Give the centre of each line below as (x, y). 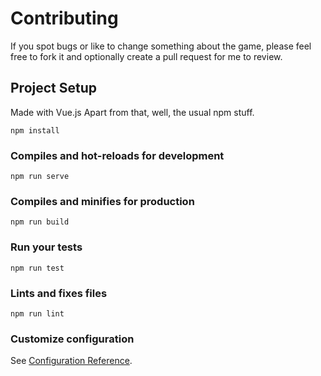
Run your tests (46, 247)
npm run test (37, 268)
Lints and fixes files (59, 293)
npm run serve (40, 177)
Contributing (64, 18)
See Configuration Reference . (71, 361)
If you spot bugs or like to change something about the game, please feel (161, 46)
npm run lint (37, 313)
